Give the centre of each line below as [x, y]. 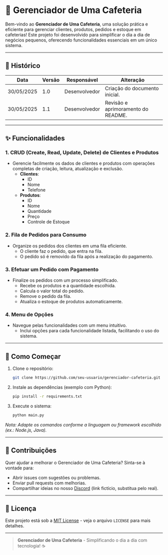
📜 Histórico [23, 66]
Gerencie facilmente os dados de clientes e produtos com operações [83, 163]
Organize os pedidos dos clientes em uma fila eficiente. [70, 246]
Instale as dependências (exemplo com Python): [62, 387]
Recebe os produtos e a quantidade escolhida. [68, 286]
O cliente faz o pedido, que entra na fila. [61, 251]
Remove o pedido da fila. [45, 296]
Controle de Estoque [48, 222]
